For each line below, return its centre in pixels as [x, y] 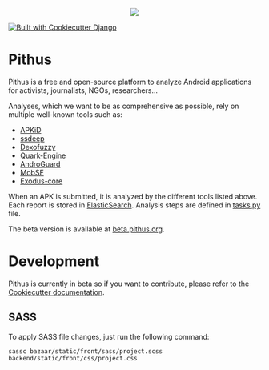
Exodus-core [41, 181]
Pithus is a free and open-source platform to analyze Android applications [130, 82]
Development [54, 261]
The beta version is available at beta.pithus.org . [87, 229]
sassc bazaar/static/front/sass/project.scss [85, 351]
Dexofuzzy [38, 147]
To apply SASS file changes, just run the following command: [109, 336]
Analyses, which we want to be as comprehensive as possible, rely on [124, 106]
